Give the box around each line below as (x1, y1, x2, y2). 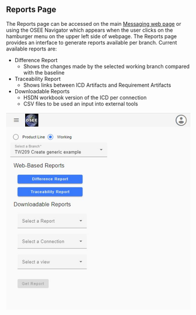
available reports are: (6, 45, 57, 52)
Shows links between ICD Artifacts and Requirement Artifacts (23, 82, 171, 89)
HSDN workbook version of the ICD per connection (23, 94, 147, 101)
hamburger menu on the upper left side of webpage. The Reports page (6, 32, 177, 40)
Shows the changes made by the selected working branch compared (23, 63, 190, 70)
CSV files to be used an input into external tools (23, 100, 139, 107)
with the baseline (23, 69, 65, 76)
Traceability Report (14, 75, 61, 82)
